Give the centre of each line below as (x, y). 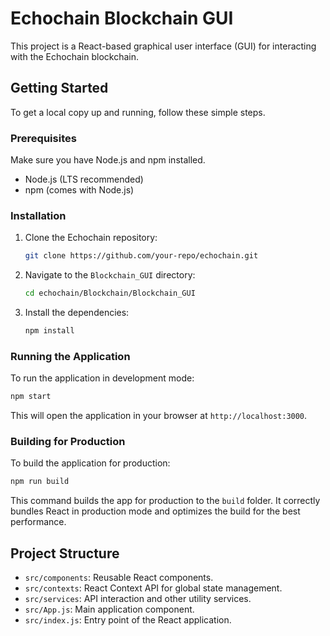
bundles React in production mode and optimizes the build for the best (155, 511)
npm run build (40, 482)
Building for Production (68, 442)
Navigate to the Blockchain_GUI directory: (110, 275)
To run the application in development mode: (102, 378)
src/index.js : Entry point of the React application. (128, 620)
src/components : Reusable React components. (119, 578)
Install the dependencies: (77, 313)
